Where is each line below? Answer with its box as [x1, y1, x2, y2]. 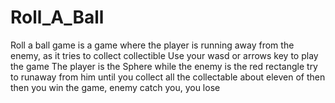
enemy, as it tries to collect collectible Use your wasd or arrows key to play [10, 49, 319, 61]
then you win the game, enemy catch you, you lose [10, 81, 221, 93]
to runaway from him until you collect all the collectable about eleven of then [10, 71, 326, 83]
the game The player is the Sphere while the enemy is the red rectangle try [10, 60, 318, 72]
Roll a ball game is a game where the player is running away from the [10, 39, 295, 51]
